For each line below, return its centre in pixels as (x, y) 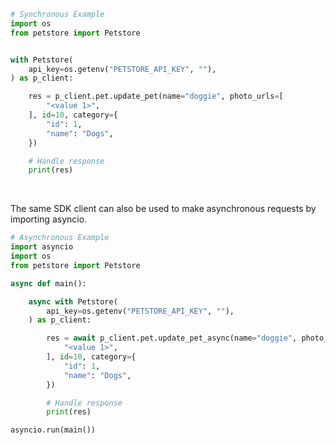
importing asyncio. (49, 219)
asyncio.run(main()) (53, 430)
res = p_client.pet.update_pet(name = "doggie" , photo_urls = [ (156, 96)
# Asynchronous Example (60, 238)
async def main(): (48, 283)
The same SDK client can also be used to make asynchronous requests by (163, 209)
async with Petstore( (73, 301)
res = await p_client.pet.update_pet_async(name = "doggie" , (172, 338)
